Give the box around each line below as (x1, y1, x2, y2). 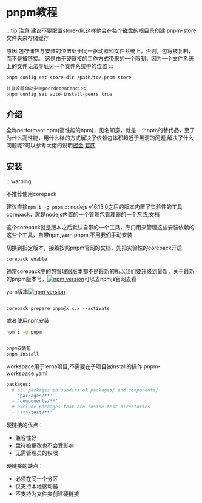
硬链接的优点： (6, 421, 44, 428)
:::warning (6, 178, 32, 185)
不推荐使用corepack (6, 191, 56, 198)
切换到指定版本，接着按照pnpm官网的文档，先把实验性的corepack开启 (6, 244, 183, 252)
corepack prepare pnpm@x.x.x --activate (6, 306, 110, 312)
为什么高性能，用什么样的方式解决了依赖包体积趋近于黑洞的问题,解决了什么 (6, 134, 194, 141)
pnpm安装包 (6, 345, 32, 352)
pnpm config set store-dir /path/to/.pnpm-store (6, 74, 132, 81)
